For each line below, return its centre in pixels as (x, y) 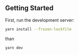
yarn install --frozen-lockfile (38, 29)
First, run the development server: (40, 20)
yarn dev (14, 48)
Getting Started (29, 8)
